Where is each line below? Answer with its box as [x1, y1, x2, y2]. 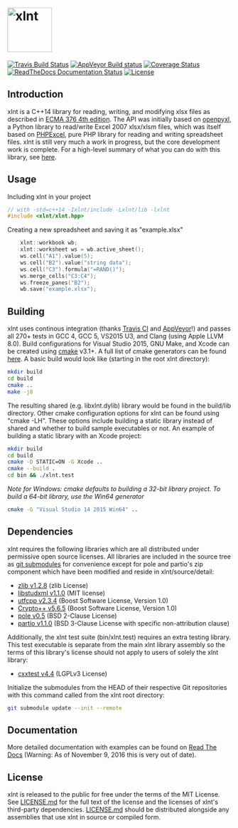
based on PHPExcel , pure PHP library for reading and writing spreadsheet [7, 130, 224, 138]
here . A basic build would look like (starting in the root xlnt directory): [7, 355, 210, 363]
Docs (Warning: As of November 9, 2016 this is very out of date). [7, 750, 197, 759]
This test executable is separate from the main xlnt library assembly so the [7, 640, 225, 648]
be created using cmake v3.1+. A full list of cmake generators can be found [7, 347, 227, 356]
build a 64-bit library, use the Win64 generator [7, 492, 144, 500]
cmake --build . [7, 465, 55, 472]
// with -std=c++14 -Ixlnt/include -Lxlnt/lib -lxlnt [7, 206, 171, 213]
